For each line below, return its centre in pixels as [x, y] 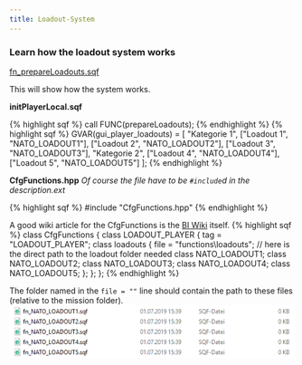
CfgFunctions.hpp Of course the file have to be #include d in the [130, 180]
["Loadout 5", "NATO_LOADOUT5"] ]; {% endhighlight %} [116, 162]
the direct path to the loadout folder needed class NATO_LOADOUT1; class [148, 254]
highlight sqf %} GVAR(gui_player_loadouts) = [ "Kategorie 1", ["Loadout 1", [149, 134]
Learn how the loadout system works [93, 52]
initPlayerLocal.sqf [46, 106]
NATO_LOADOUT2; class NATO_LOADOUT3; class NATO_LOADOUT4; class [150, 264]
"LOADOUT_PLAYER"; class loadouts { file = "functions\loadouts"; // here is [150, 244]
